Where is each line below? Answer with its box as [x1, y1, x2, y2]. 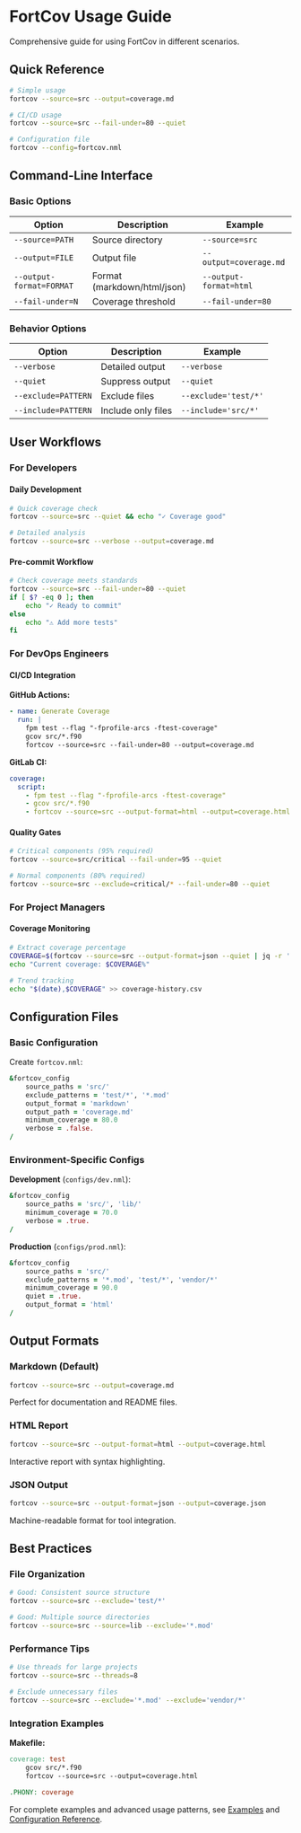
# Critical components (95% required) [9, 847, 154, 856]
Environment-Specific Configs [9, 1154, 145, 1167]
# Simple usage [9, 85, 66, 95]
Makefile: [9, 1738, 46, 1749]
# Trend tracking [9, 976, 74, 985]
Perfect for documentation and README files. [9, 1397, 177, 1407]
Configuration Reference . [9, 1813, 103, 1824]
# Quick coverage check [9, 504, 99, 513]
